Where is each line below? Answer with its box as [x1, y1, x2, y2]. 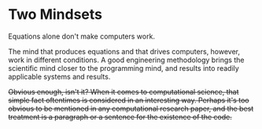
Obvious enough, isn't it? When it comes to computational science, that [8, 87, 239, 96]
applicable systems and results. [8, 72, 111, 81]
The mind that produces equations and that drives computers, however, [8, 46, 241, 56]
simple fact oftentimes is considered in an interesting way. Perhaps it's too [8, 95, 249, 105]
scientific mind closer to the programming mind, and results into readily [8, 63, 240, 72]
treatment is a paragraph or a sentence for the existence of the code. [8, 112, 232, 121]
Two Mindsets [8, 6, 103, 24]
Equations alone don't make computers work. [8, 31, 156, 41]
